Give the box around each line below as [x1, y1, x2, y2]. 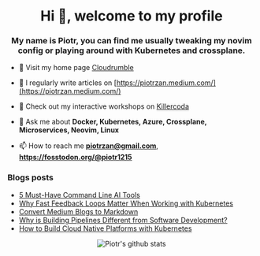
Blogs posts [7, 173, 54, 184]
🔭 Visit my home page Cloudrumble [18, 63, 135, 72]
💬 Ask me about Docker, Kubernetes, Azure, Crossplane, [18, 117, 207, 127]
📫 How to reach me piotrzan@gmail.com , [18, 141, 159, 150]
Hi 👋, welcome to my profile [40, 7, 223, 25]
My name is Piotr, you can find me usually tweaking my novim [10, 35, 253, 46]
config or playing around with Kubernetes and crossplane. [17, 45, 246, 56]
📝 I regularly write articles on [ [18, 78, 117, 87]
